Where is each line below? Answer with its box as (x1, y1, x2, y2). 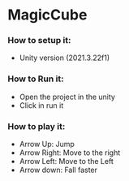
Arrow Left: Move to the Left (19, 157, 114, 166)
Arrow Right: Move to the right (19, 148, 121, 157)
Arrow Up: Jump (19, 140, 75, 149)
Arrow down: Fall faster (19, 165, 98, 175)
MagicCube (7, 6, 88, 24)
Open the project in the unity (19, 92, 115, 101)
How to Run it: (7, 73, 64, 84)
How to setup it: (7, 35, 71, 46)
